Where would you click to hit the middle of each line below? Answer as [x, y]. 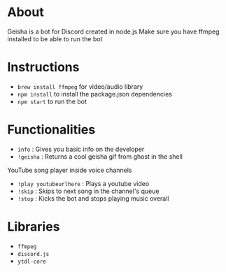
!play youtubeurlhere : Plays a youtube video [83, 183]
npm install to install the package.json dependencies [95, 94]
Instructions [43, 67]
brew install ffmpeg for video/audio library [80, 86]
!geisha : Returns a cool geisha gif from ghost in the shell [100, 156]
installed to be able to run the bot [55, 38]
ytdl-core [32, 262]
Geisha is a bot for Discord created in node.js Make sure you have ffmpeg [113, 31]
